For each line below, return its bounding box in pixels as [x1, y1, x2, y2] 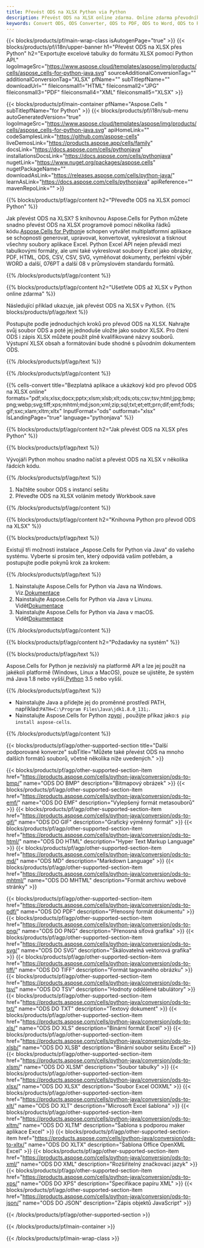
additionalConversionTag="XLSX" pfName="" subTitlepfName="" [6, 76, 170, 83]
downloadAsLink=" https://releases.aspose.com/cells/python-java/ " [6, 172, 175, 179]
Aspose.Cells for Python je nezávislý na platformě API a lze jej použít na [6, 662, 186, 670]
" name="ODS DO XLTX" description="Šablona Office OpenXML [24, 1141, 185, 1149]
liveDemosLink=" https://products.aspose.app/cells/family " [6, 140, 153, 147]
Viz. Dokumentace [15, 589, 60, 597]
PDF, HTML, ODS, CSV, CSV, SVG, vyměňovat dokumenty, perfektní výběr [6, 253, 192, 261]
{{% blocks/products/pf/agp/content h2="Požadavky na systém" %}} [6, 639, 180, 646]
